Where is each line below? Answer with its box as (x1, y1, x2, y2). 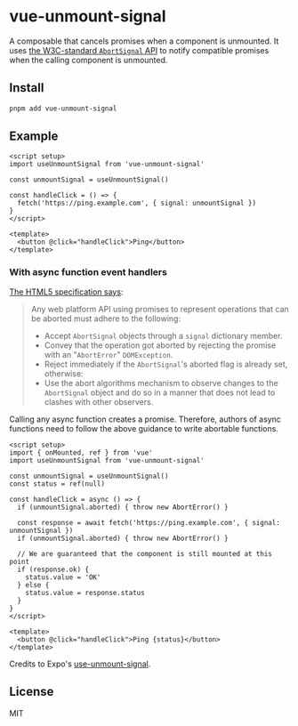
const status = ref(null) (9, 479, 105, 488)
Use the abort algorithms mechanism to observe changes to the (44, 377, 278, 388)
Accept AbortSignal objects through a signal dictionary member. (44, 330, 283, 341)
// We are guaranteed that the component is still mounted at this (17, 549, 273, 558)
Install (9, 80, 44, 95)
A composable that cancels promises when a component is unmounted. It (9, 36, 279, 46)
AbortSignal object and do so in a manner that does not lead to (44, 387, 276, 398)
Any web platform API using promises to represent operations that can (30, 303, 289, 314)
